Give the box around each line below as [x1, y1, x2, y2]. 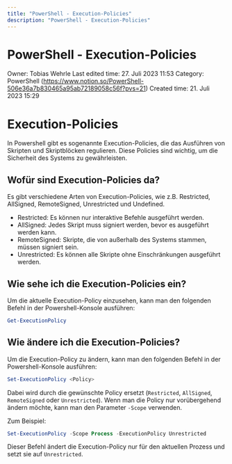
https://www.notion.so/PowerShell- [42, 77, 144, 86]
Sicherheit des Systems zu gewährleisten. [7, 154, 127, 162]
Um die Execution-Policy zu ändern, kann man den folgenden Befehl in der [7, 355, 221, 363]
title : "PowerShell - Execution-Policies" [7, 10, 132, 17]
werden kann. [17, 228, 57, 237]
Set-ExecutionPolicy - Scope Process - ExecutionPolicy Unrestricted [7, 430, 207, 437]
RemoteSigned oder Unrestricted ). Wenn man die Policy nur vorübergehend [7, 396, 221, 404]
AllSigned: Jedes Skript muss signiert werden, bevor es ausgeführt [17, 221, 210, 230]
